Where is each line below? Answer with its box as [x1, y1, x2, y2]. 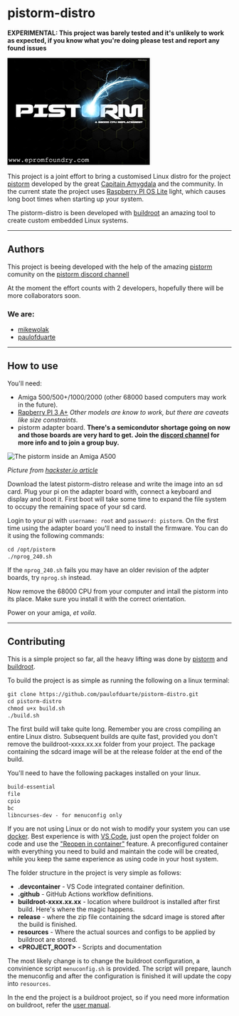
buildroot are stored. [17, 935, 78, 943]
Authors [7, 244, 45, 256]
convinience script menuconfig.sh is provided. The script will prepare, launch [7, 964, 232, 973]
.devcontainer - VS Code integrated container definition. [17, 882, 185, 891]
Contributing [7, 636, 65, 648]
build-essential [7, 783, 55, 790]
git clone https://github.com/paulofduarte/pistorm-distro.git [7, 690, 199, 698]
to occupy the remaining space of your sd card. [7, 502, 147, 511]
